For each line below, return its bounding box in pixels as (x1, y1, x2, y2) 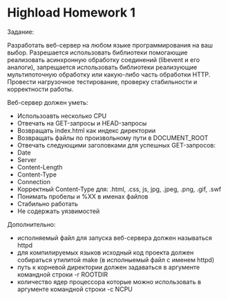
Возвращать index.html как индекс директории (17, 126, 156, 134)
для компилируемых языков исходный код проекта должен (17, 248, 194, 257)
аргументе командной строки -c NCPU (17, 285, 133, 293)
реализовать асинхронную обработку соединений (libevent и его (7, 55, 200, 63)
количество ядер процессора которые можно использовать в (17, 277, 202, 286)
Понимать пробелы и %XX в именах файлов (17, 192, 149, 201)
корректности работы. (7, 85, 74, 93)
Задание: (7, 28, 35, 36)
